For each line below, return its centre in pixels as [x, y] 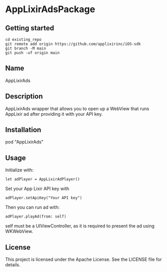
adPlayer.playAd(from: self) [36, 217]
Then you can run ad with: [32, 207]
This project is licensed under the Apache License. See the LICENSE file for [84, 259]
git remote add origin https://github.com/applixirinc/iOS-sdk [73, 44]
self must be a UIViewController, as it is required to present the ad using [80, 226]
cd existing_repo [23, 39]
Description [24, 96]
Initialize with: [19, 170]
